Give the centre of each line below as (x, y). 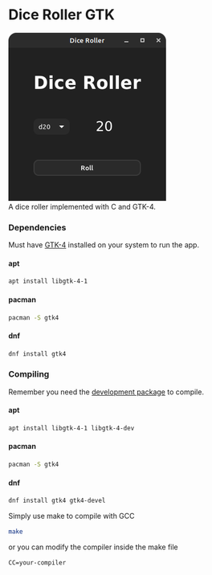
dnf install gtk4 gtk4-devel (57, 501)
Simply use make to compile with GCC (71, 516)
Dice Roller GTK (61, 15)
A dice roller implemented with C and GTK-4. (82, 206)
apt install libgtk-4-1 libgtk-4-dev (71, 428)
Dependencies (37, 227)
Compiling (29, 374)
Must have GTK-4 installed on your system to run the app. (104, 245)
